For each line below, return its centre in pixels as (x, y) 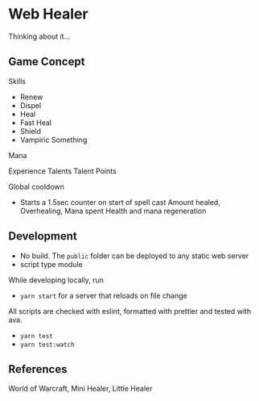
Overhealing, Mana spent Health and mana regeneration (113, 211)
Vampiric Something (53, 140)
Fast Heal (36, 123)
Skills (17, 81)
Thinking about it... (39, 36)
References (38, 369)
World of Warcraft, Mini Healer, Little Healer (80, 389)
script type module (51, 264)
